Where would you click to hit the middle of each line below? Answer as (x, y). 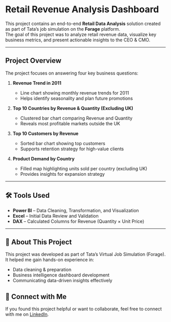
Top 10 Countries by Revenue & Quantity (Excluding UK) (73, 108)
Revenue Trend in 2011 (37, 83)
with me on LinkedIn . (27, 314)
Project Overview (33, 61)
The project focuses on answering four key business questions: (72, 73)
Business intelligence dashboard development (61, 275)
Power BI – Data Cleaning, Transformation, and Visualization (76, 210)
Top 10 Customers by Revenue (46, 133)
